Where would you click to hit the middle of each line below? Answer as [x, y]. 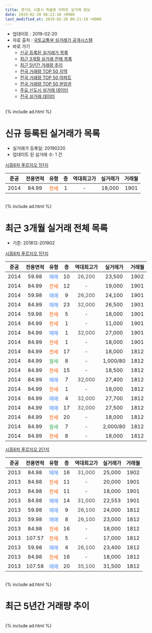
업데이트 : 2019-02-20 [35, 34]
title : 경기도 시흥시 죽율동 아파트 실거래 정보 [48, 10]
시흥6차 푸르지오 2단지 [27, 449]
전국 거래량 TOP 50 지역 [43, 71]
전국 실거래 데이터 [37, 96]
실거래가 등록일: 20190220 [39, 148]
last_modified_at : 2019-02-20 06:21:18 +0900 [53, 19]
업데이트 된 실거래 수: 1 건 [37, 154]
